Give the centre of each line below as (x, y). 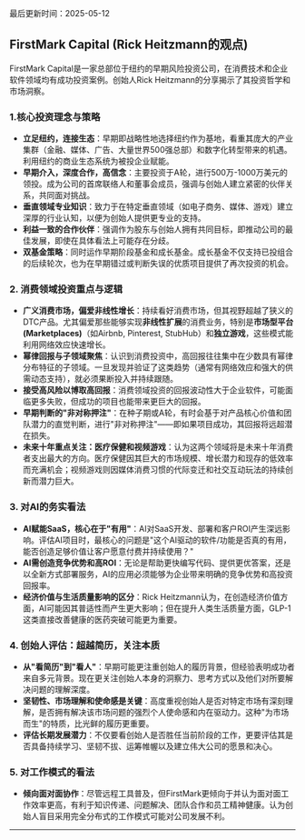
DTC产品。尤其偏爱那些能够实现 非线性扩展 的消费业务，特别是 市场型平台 (158, 322)
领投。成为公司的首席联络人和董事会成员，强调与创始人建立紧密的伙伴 (154, 184)
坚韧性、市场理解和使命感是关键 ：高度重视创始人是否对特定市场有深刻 (154, 701)
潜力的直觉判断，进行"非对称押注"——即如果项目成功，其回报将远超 (157, 425)
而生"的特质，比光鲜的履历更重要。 (88, 724)
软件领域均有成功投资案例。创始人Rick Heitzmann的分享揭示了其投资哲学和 (150, 79)
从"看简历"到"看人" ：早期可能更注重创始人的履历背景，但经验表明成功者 (158, 667)
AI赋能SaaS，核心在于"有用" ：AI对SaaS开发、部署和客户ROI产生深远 (152, 528)
